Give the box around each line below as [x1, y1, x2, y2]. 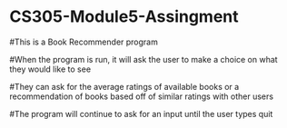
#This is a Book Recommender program [9, 36, 159, 47]
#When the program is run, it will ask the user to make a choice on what [9, 54, 279, 64]
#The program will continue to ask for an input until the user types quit [9, 108, 273, 119]
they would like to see [9, 64, 92, 74]
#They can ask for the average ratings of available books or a [9, 81, 240, 92]
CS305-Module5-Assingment [9, 6, 239, 27]
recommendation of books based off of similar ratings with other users [9, 91, 274, 102]
